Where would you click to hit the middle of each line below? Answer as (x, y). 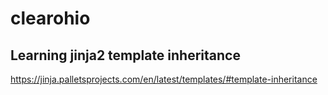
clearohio (50, 18)
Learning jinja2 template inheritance (125, 55)
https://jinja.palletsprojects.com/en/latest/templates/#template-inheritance (164, 79)
